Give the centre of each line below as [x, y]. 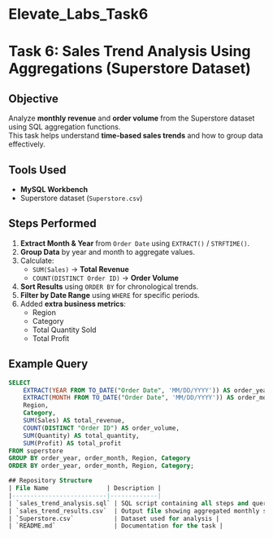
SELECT [19, 383]
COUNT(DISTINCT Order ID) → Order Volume [105, 278]
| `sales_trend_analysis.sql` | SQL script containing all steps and [129, 503]
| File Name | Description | [85, 488]
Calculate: [37, 260]
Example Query [48, 364]
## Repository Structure [50, 481]
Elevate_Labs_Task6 [78, 14]
